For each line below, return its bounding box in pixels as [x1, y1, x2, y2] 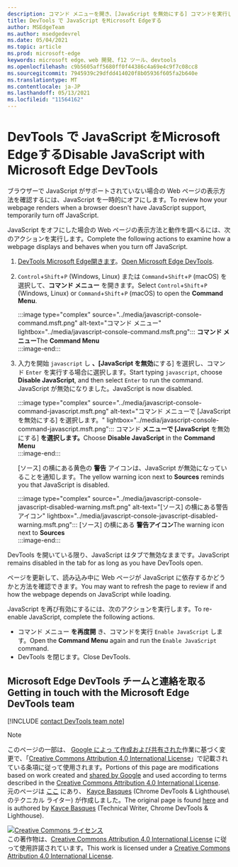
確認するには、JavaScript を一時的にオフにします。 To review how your [19, 195, 227, 204]
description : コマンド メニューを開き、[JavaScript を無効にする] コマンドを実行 [7, 10, 228, 18]
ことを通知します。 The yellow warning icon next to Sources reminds [23, 473, 225, 481]
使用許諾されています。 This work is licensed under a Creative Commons [19, 844, 230, 852]
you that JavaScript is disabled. [17, 480, 110, 489]
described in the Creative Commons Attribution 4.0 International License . [7, 778, 221, 787]
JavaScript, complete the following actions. [28, 612, 155, 621]
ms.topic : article [7, 43, 62, 50]
